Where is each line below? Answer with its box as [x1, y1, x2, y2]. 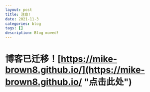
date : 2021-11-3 [5, 16, 39, 21]
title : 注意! [5, 12, 31, 17]
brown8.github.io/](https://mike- [5, 64, 146, 76]
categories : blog [5, 21, 41, 26]
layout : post [5, 7, 32, 12]
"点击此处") [84, 77, 132, 88]
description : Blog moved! [5, 30, 59, 35]
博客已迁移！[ [5, 53, 61, 65]
